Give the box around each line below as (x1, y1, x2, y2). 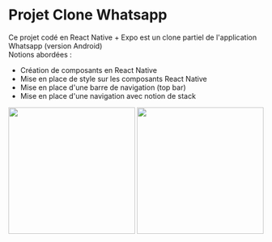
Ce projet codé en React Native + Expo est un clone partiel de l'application (8, 32, 257, 42)
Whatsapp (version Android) (8, 40, 103, 50)
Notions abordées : (8, 49, 73, 59)
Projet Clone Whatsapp (8, 6, 168, 24)
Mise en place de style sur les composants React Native (19, 74, 208, 83)
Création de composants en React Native (19, 65, 158, 74)
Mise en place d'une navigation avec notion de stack (19, 91, 197, 100)
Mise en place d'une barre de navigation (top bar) (19, 83, 186, 92)
